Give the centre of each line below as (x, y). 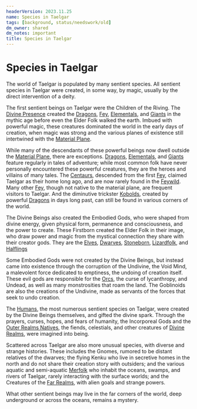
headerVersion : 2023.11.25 (39, 11)
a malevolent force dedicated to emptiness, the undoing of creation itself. (94, 272)
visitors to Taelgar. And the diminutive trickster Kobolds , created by (87, 193)
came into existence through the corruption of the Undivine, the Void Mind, (96, 266)
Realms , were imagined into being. (48, 333)
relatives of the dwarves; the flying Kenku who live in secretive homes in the (98, 357)
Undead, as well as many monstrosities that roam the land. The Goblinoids (96, 285)
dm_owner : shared (27, 28)
